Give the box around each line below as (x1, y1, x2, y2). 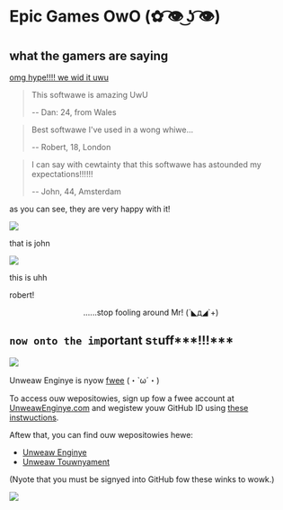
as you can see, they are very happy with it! (9, 203, 171, 214)
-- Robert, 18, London (31, 142, 111, 152)
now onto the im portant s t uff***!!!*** (9, 333, 234, 348)
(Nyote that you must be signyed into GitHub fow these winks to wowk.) (9, 473, 275, 485)
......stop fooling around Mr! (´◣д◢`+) (83, 307, 219, 318)
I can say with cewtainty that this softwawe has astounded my (31, 159, 262, 170)
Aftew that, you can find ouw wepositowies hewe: (9, 429, 193, 440)
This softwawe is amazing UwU (31, 90, 148, 100)
